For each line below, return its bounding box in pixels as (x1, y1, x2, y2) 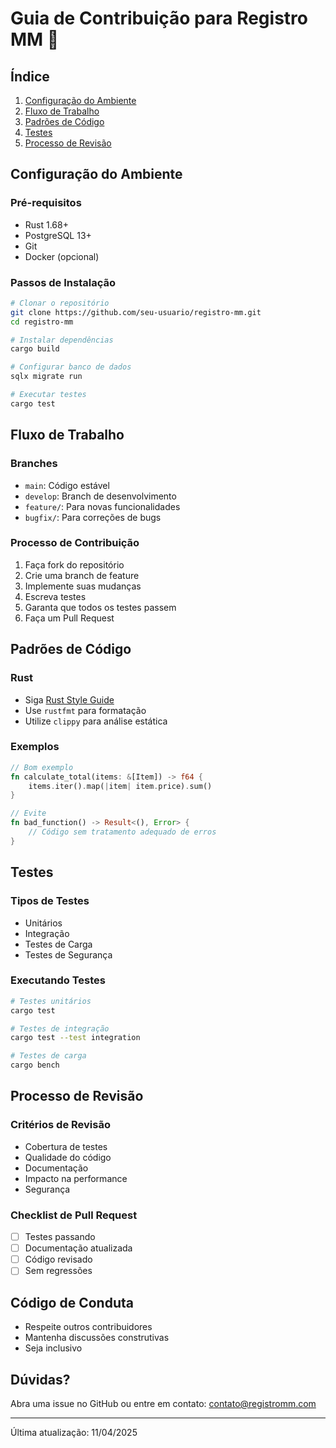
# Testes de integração (10, 1023, 110, 1034)
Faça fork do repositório (24, 558, 125, 571)
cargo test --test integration (10, 1033, 141, 1043)
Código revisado (24, 1253, 93, 1266)
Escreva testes (24, 590, 87, 602)
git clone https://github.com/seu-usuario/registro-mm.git (10, 307, 262, 317)
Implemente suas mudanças (24, 580, 142, 592)
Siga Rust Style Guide (24, 693, 115, 706)
